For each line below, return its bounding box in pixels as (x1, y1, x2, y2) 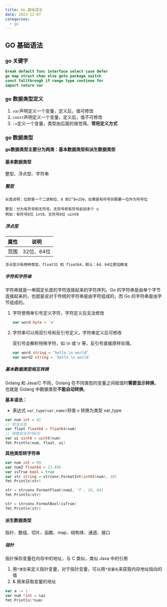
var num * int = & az (5, 593, 46, 598)
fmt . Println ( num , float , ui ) (5, 441, 66, 446)
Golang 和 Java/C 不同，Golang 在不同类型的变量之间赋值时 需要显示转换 (5, 380, 155, 386)
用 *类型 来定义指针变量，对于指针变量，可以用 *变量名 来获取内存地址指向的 (12, 566, 163, 572)
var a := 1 (5, 589, 28, 594)
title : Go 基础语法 (5, 7, 43, 12)
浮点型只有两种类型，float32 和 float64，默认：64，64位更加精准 (5, 262, 128, 267)
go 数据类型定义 (5, 95, 44, 102)
